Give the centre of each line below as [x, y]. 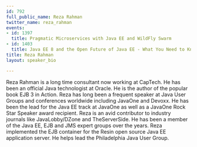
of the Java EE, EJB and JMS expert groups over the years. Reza [84, 125]
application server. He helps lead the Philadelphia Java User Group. [87, 138]
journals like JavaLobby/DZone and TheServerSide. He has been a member [97, 119]
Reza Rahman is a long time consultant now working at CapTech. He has [93, 82]
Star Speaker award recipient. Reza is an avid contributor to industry [89, 113]
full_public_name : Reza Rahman [44, 17]
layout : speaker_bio [31, 60]
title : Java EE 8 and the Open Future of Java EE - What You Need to [98, 50]
